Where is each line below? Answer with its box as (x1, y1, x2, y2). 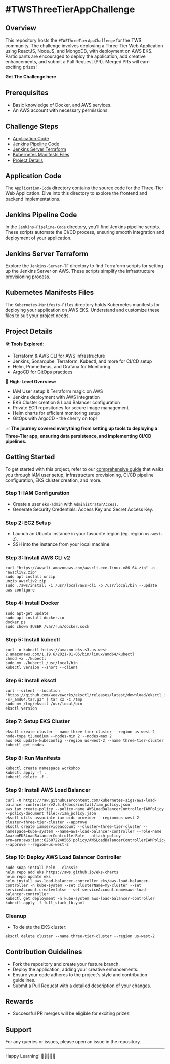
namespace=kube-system (5, 829, 53, 834)
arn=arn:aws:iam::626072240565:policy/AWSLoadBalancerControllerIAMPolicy (5, 838, 166, 843)
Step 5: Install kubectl (5, 636, 60, 643)
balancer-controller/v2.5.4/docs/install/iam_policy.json (5, 802, 130, 807)
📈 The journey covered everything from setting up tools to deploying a (5, 425, 158, 431)
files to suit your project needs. (5, 312, 70, 319)
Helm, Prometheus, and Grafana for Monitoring (12, 363, 111, 369)
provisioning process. (5, 273, 51, 280)
